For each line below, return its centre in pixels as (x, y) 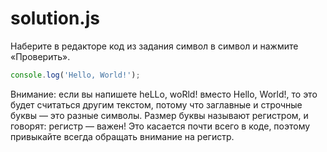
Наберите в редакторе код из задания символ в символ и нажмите (154, 46)
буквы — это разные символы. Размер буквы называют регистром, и (159, 115)
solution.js (55, 18)
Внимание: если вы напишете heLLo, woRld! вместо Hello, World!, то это (164, 94)
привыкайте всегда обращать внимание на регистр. (122, 136)
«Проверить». (40, 56)
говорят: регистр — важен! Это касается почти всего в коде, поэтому (160, 126)
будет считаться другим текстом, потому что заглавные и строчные (156, 104)
